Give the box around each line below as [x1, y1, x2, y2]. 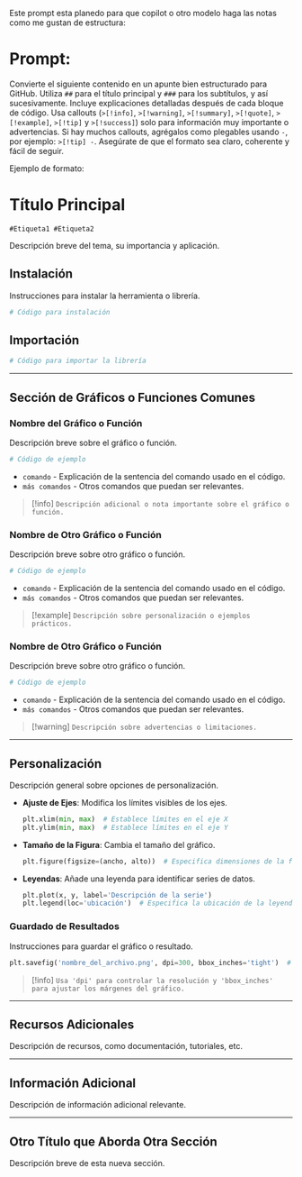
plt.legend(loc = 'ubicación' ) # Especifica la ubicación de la [22, 899, 265, 908]
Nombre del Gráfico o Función [9, 416, 143, 429]
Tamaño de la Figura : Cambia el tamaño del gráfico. [22, 839, 216, 850]
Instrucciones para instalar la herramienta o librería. [9, 290, 200, 301]
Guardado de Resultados [9, 920, 120, 933]
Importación [9, 333, 80, 348]
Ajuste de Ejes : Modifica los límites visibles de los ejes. [22, 797, 227, 807]
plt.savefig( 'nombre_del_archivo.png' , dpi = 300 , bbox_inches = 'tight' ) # [9, 958, 292, 967]
